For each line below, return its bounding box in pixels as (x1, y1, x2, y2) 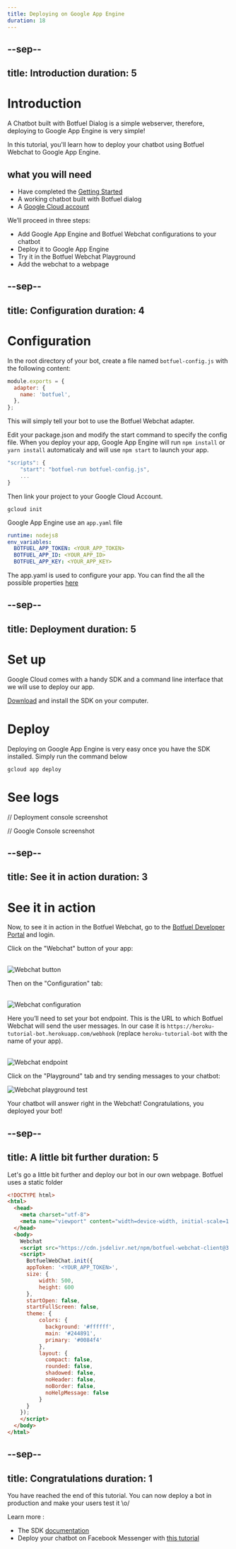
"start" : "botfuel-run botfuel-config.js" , (20, 466, 151, 473)
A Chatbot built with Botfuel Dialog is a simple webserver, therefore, (7, 119, 205, 128)
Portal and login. (7, 930, 55, 939)
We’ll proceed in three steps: (7, 216, 90, 225)
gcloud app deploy (7, 766, 61, 773)
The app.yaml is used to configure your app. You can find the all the (7, 571, 205, 579)
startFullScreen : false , (25, 1304, 100, 1311)
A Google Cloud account (17, 203, 90, 211)
